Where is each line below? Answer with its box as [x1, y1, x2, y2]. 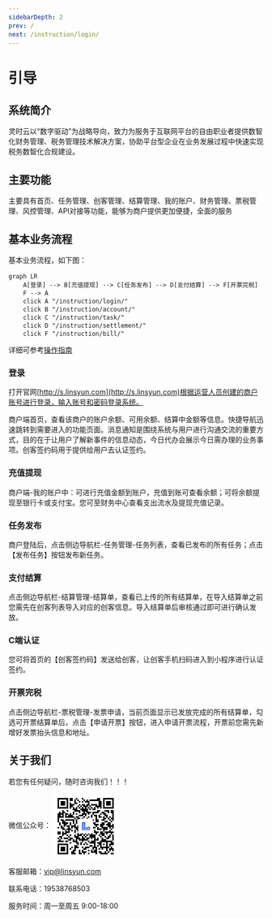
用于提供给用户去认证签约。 [57, 445, 151, 455]
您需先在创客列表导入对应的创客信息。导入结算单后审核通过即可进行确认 [8, 602, 249, 612]
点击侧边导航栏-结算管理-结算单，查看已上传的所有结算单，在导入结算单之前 [8, 593, 263, 602]
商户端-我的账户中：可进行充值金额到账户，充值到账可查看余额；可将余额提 [8, 487, 261, 497]
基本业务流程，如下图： [8, 256, 87, 265]
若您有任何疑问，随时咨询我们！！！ [8, 776, 130, 787]
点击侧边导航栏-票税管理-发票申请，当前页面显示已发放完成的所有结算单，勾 [8, 707, 263, 717]
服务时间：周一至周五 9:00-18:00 [8, 901, 119, 911]
